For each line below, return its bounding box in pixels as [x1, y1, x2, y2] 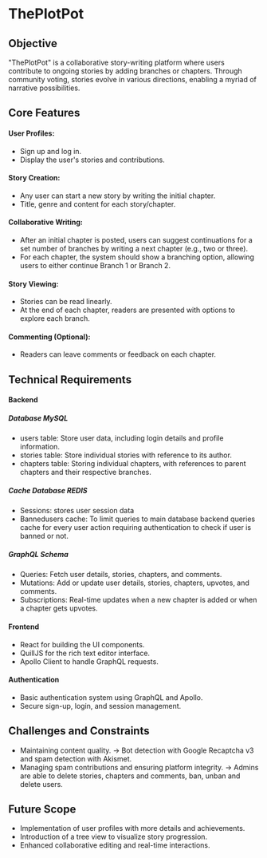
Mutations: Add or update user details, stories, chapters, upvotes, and [19, 578, 249, 587]
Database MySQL [8, 413, 69, 423]
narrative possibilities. [8, 83, 80, 93]
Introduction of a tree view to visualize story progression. [19, 832, 208, 842]
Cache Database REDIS [8, 485, 88, 495]
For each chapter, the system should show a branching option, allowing [19, 252, 255, 262]
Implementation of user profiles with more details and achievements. [19, 824, 245, 833]
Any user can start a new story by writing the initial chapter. [19, 191, 216, 200]
